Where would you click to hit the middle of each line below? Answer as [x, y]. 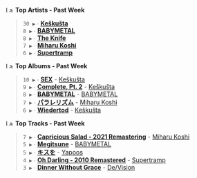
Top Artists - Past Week [50, 10]
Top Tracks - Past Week [50, 123]
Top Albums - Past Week [51, 66]
